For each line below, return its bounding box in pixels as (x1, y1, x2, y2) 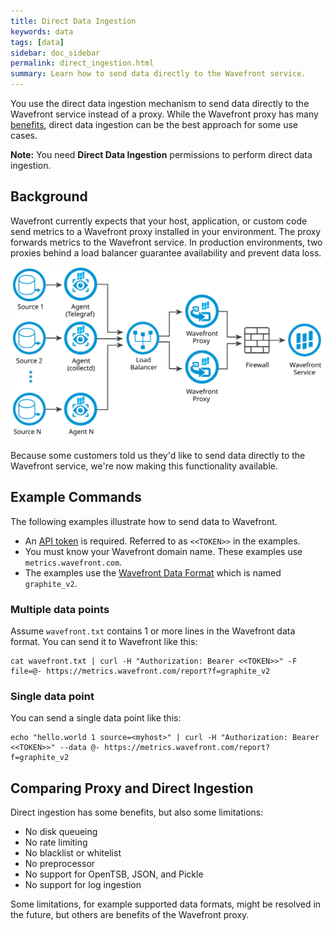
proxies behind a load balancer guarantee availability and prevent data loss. (10, 246, 322, 259)
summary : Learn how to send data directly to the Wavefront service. (10, 69, 307, 79)
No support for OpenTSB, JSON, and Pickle (24, 868, 204, 880)
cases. (10, 130, 38, 141)
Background (10, 188, 88, 205)
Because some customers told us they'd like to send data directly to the (10, 449, 306, 461)
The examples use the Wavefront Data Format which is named (24, 566, 282, 579)
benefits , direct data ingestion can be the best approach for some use (10, 119, 298, 130)
